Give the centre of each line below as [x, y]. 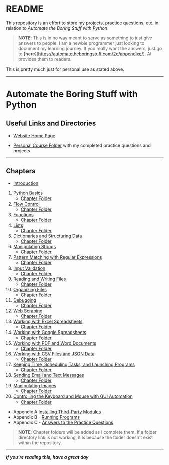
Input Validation [29, 268]
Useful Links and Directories [51, 123]
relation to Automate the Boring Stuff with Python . [57, 28]
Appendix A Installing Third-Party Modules [57, 412]
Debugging [25, 300]
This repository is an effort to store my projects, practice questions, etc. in [82, 23]
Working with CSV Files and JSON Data [54, 354]
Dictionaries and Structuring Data [47, 236]
